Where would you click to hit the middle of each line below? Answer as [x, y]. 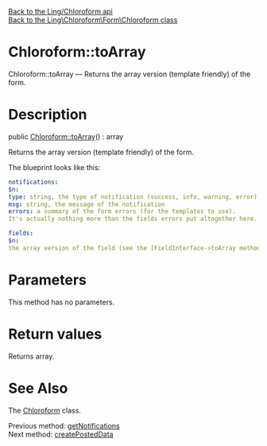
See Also [38, 388]
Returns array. [31, 356]
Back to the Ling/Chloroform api [60, 12]
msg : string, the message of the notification [87, 204]
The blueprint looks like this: [54, 167]
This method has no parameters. [62, 302]
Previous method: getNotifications [64, 425]
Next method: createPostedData [61, 434]
